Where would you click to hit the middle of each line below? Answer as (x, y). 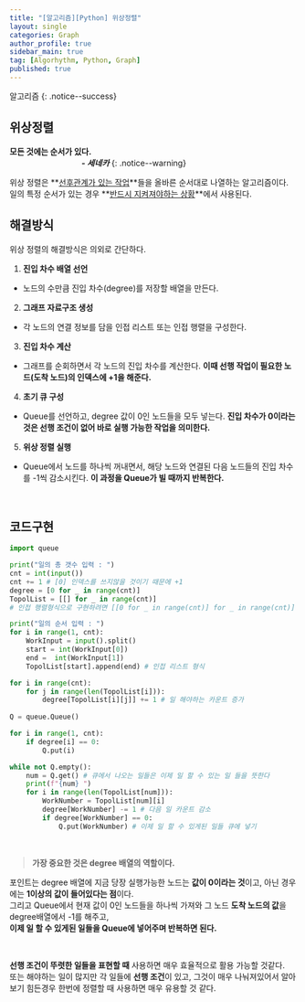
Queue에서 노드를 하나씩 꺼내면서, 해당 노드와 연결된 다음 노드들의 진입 (149, 466)
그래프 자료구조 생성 (58, 307)
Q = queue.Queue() (44, 717)
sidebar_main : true (47, 52)
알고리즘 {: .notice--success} (63, 96)
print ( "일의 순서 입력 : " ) (57, 624)
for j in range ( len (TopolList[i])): (96, 691)
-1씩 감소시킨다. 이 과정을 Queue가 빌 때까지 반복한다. (128, 477)
